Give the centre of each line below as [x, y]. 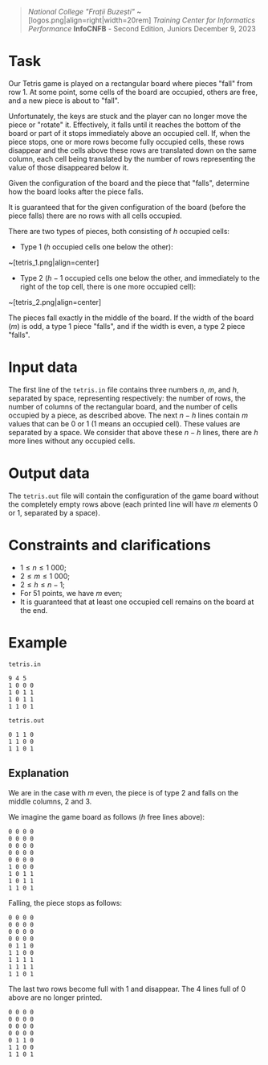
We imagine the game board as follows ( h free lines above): [107, 816]
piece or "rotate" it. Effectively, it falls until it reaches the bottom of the [125, 125]
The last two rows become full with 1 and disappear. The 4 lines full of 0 [127, 989]
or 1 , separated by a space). [54, 512]
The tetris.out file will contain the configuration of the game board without [134, 495]
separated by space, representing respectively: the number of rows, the [127, 398]
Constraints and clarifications [110, 545]
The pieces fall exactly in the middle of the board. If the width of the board [131, 318]
